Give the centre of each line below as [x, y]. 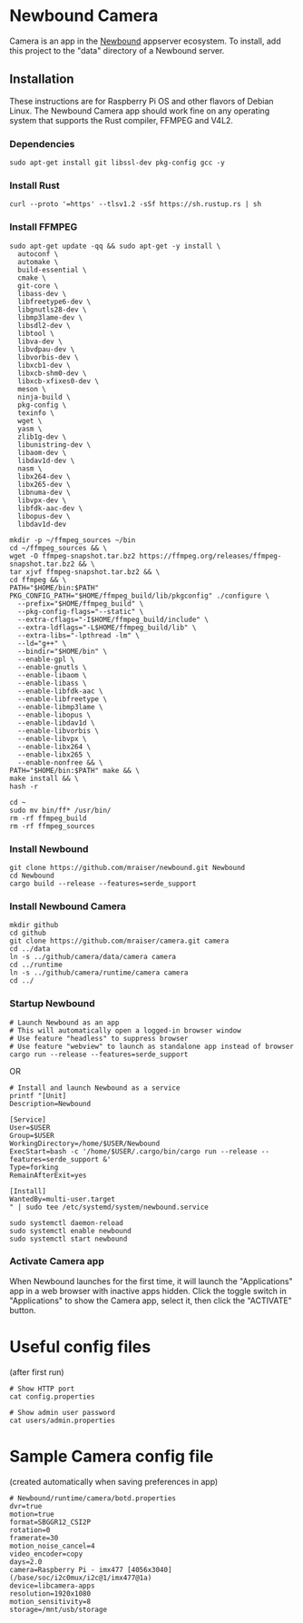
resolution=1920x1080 [50, 1593]
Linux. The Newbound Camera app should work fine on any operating [140, 111]
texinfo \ [36, 413]
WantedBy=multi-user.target [63, 1199]
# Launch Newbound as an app [64, 1023]
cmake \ [32, 278]
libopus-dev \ [44, 516]
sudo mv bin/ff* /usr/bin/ [60, 810]
